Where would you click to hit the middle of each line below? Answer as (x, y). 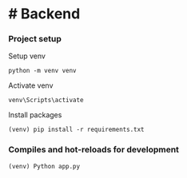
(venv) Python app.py (44, 166)
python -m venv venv (43, 71)
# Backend (44, 14)
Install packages (35, 115)
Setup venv (27, 56)
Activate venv (31, 85)
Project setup (35, 39)
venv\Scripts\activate (46, 101)
